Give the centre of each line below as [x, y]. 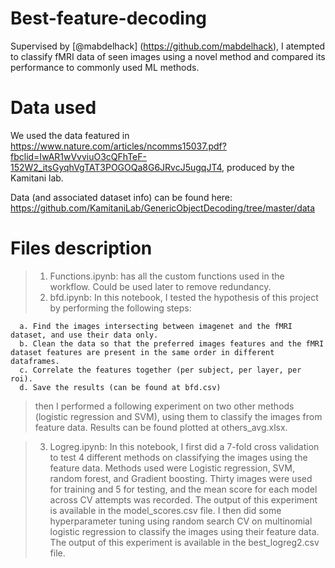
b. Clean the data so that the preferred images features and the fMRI [172, 343]
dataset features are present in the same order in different [142, 352]
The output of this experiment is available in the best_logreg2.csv [184, 542]
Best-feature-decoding [109, 18]
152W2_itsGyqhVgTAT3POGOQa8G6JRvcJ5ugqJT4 [116, 167]
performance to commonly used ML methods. [105, 67]
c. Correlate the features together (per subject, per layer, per [160, 370]
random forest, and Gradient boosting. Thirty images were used [181, 478]
